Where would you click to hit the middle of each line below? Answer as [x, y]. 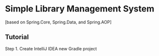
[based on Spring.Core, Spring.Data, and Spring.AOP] [58, 22]
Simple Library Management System [80, 9]
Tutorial [17, 37]
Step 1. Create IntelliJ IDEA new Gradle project [51, 48]
